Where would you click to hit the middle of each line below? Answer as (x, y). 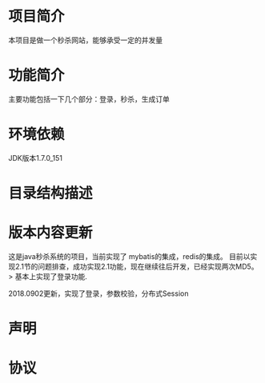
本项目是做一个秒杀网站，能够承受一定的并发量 (85, 40)
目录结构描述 (51, 193)
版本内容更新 (51, 233)
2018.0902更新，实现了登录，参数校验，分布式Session (98, 293)
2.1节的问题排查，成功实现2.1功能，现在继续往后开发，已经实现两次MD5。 (137, 266)
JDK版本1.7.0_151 (35, 158)
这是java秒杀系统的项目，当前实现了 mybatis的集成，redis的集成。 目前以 (129, 256)
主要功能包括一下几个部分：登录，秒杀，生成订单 (89, 99)
